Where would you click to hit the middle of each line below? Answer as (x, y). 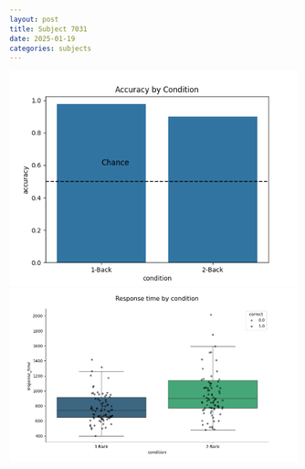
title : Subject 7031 (49, 29)
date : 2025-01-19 (42, 38)
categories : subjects (51, 48)
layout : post (34, 19)
